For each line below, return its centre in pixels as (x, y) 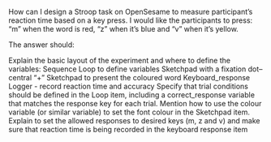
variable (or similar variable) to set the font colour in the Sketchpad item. (129, 112)
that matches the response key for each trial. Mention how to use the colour (135, 103)
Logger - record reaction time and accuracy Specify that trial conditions (129, 86)
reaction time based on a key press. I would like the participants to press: (131, 20)
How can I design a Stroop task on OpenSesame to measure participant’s (131, 12)
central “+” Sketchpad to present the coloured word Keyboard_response (129, 77)
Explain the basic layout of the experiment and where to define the (120, 60)
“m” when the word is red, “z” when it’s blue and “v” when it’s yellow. (124, 29)
